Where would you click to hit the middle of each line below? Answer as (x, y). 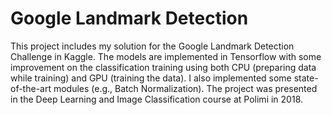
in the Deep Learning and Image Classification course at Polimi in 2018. (157, 99)
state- (306, 78)
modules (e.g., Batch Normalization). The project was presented (185, 88)
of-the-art (31, 88)
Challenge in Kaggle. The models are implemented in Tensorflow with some (166, 56)
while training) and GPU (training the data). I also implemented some (151, 78)
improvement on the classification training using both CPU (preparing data (163, 67)
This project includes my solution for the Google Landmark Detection (152, 46)
